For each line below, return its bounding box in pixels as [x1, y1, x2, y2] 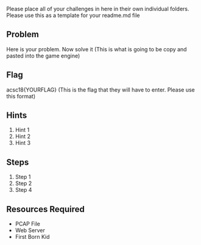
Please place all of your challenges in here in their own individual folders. [6, 5, 190, 12]
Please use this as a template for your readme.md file [6, 12, 140, 19]
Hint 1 [15, 126, 30, 134]
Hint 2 [15, 133, 30, 140]
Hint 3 [15, 139, 31, 147]
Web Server [15, 227, 46, 234]
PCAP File [15, 220, 41, 228]
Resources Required [6, 204, 85, 214]
